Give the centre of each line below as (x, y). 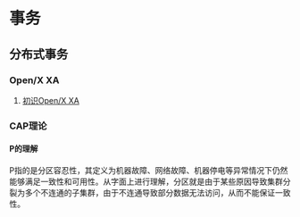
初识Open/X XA (51, 100)
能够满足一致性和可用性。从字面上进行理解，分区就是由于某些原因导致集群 (146, 181)
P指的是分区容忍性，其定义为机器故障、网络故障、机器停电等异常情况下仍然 (149, 170)
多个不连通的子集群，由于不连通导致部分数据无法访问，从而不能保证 (150, 192)
